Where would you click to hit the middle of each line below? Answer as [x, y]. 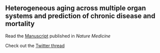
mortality [20, 24]
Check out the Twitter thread [35, 45]
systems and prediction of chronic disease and [80, 16]
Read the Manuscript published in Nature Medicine [58, 36]
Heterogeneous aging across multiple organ [76, 8]
